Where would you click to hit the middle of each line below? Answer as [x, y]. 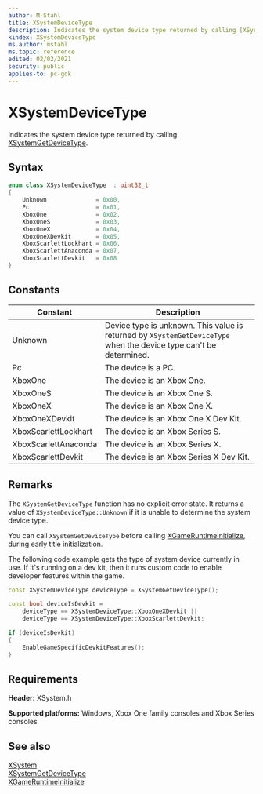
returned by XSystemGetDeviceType [168, 335]
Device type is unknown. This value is [174, 325]
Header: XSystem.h [40, 698]
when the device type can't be [160, 344]
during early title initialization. [56, 544]
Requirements [43, 679]
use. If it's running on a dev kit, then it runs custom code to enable [115, 567]
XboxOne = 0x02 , [72, 214]
